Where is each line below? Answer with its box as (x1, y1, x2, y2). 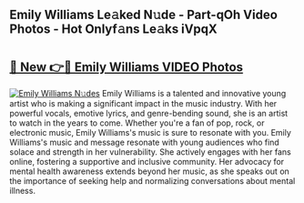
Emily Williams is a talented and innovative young (101, 88, 287, 98)
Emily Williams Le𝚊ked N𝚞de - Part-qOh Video (9, 7, 278, 23)
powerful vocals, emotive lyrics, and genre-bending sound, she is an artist (9, 108, 289, 118)
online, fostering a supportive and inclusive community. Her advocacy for (9, 157, 285, 167)
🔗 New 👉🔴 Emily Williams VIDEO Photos (9, 59, 244, 75)
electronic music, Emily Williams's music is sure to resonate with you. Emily (9, 127, 291, 137)
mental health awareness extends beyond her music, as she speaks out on (9, 166, 289, 177)
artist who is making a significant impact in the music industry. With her (9, 98, 278, 108)
